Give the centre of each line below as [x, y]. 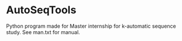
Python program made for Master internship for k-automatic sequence [91, 26]
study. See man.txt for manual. [43, 32]
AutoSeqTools [41, 10]
